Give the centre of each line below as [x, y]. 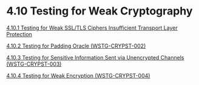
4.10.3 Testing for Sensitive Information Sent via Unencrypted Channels [95, 57]
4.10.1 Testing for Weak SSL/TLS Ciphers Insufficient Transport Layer [92, 28]
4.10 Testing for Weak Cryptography [99, 11]
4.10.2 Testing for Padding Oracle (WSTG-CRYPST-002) [76, 46]
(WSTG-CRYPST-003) [34, 64]
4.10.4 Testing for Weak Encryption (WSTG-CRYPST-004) [78, 75]
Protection [19, 34]
